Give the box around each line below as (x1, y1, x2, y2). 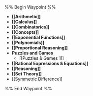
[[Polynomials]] (11, 40, 45, 46)
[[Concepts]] (11, 29, 39, 35)
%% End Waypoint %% (4, 86, 52, 91)
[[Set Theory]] (11, 71, 42, 76)
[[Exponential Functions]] (11, 34, 65, 40)
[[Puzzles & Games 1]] (19, 55, 64, 61)
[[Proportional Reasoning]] (11, 45, 68, 50)
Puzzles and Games (11, 50, 54, 56)
